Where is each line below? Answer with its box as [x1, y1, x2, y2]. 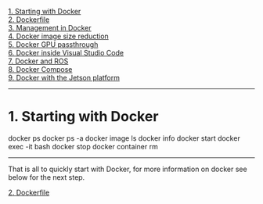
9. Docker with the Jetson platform [8, 73, 120, 82]
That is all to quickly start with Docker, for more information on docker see [8, 164, 248, 174]
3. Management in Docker [8, 23, 92, 32]
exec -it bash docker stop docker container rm [8, 141, 158, 151]
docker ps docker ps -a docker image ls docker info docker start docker [8, 133, 240, 143]
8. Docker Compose [8, 65, 73, 73]
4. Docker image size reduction [8, 31, 110, 41]
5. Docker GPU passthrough [8, 40, 99, 49]
